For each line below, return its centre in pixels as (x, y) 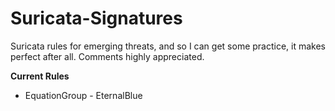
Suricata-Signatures (96, 18)
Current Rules (40, 76)
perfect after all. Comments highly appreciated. (107, 56)
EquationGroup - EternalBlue (83, 95)
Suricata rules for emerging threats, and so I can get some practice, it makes (168, 46)
